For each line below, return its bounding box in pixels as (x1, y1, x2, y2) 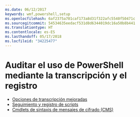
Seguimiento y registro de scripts (12, 101, 78, 107)
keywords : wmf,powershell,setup (5, 12, 70, 17)
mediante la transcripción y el (5, 70, 127, 81)
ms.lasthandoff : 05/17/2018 (5, 34, 62, 39)
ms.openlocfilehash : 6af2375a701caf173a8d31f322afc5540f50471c (5, 16, 136, 21)
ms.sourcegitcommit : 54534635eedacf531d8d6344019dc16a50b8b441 (5, 20, 136, 26)
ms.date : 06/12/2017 (5, 7, 47, 12)
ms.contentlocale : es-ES (5, 30, 55, 34)
